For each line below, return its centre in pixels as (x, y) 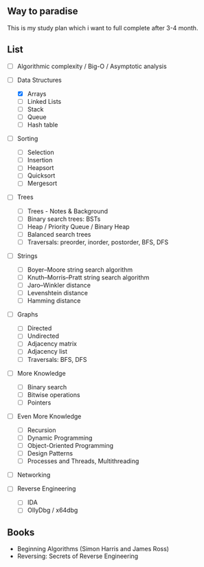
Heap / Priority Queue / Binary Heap (78, 226)
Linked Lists (44, 101)
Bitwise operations (54, 394)
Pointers (39, 403)
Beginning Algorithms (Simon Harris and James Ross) (93, 549)
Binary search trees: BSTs (64, 219)
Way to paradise (43, 11)
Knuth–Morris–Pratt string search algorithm (88, 277)
